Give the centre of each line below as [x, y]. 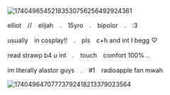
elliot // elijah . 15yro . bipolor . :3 [73, 25]
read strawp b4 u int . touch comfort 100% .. [79, 55]
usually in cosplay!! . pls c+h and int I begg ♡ [83, 40]
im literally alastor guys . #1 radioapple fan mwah [85, 70]
